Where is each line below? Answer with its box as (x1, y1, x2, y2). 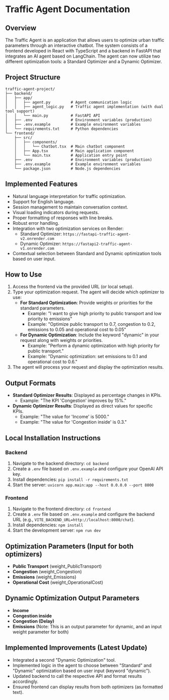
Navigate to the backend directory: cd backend (12, 460, 109, 466)
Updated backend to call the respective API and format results (12, 673, 142, 679)
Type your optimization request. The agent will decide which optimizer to (12, 289, 164, 295)
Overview (5, 24, 37, 32)
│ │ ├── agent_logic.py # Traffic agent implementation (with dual (5, 104, 164, 109)
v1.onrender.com (20, 246, 54, 251)
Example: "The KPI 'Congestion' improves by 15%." (20, 397, 127, 404)
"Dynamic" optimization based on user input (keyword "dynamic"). (12, 668, 151, 674)
